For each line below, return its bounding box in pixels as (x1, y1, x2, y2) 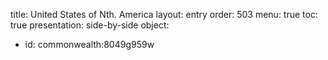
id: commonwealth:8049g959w (24, 39, 155, 50)
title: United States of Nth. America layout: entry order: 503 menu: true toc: (10, 9, 318, 20)
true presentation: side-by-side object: (10, 19, 170, 31)
